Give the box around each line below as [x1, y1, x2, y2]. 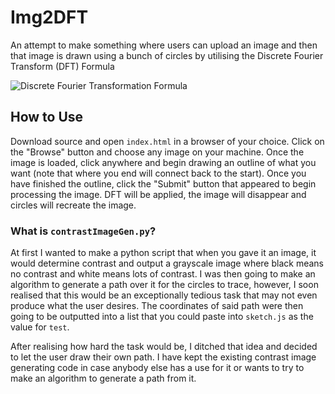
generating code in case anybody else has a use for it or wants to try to [10, 362, 305, 374]
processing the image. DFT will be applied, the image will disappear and [10, 188, 307, 200]
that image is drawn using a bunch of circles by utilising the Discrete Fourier [10, 49, 324, 61]
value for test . [10, 321, 70, 333]
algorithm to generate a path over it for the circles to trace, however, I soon [10, 279, 319, 291]
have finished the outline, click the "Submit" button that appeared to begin [10, 177, 317, 190]
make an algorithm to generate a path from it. [10, 372, 197, 385]
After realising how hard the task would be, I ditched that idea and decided [10, 341, 318, 353]
